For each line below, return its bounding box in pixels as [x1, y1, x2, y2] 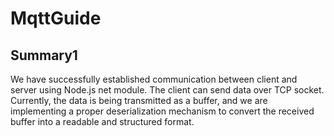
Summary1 [10, 47, 78, 64]
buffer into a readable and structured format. [10, 116, 195, 127]
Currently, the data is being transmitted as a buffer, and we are [10, 95, 268, 106]
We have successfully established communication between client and [10, 73, 298, 85]
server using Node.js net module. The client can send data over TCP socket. [10, 84, 325, 96]
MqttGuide [10, 7, 102, 30]
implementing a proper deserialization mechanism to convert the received [10, 105, 315, 117]
